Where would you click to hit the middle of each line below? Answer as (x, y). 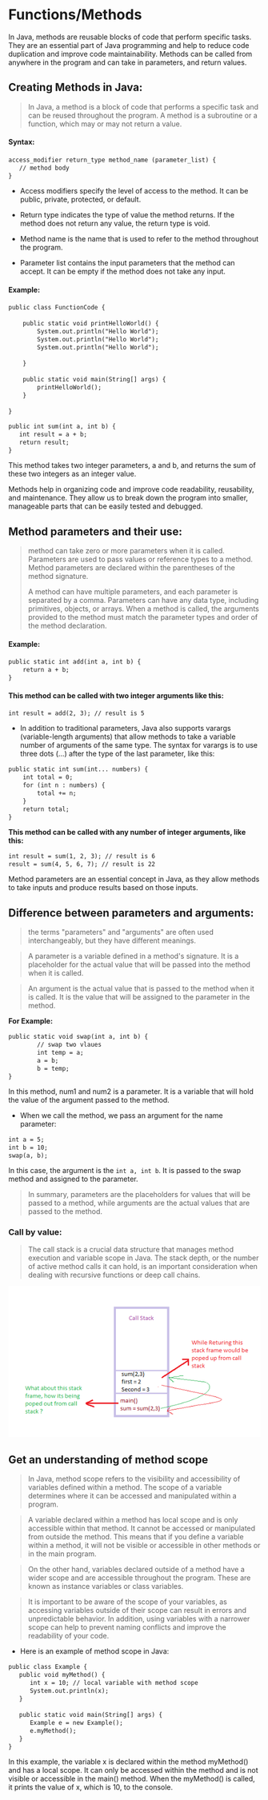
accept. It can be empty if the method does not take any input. (123, 271)
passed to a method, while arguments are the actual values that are (139, 1203)
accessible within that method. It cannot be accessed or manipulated (142, 1528)
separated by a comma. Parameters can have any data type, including (143, 600)
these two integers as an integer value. (72, 474)
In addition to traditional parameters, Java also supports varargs (125, 728)
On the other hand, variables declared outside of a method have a (136, 1570)
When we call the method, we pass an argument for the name (121, 1116)
